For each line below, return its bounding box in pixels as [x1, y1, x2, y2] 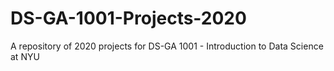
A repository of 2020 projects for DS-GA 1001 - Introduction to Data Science [10, 40, 324, 52]
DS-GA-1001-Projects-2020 [10, 7, 247, 30]
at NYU [10, 50, 40, 62]
